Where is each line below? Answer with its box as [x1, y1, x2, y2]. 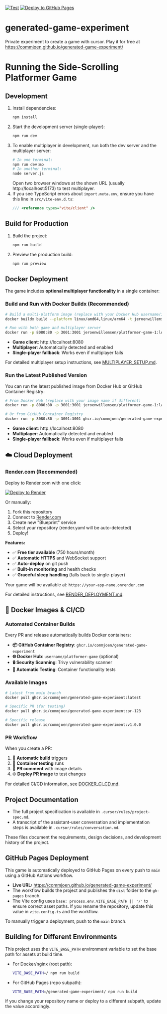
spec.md [12, 815, 28, 820]
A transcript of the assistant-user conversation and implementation [12, 819, 150, 825]
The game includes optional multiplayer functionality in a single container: [5, 288, 160, 294]
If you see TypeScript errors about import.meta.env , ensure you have [12, 191, 154, 197]
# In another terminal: [12, 167, 62, 171]
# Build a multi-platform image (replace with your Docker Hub [5, 312, 139, 317]
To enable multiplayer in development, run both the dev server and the [12, 142, 157, 148]
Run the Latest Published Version [5, 372, 87, 379]
